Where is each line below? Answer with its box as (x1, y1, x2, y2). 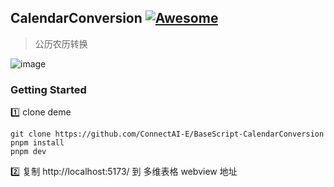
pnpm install (10, 138, 65, 148)
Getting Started (10, 82, 87, 96)
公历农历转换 (34, 37, 88, 50)
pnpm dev (10, 147, 47, 157)
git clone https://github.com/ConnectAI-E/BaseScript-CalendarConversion (10, 129, 325, 140)
